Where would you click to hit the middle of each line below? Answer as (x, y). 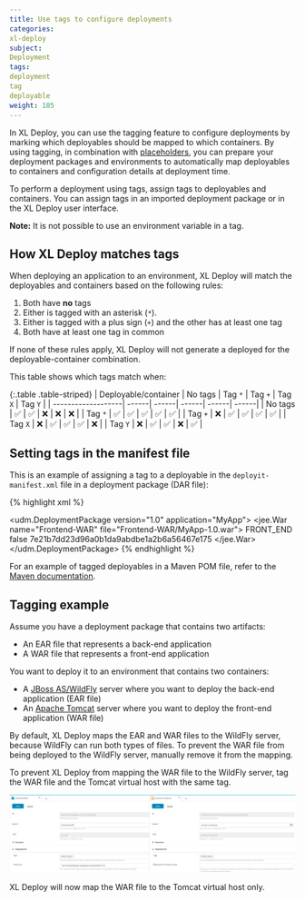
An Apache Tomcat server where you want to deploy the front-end (147, 708)
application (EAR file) (62, 698)
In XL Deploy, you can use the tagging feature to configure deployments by (150, 133)
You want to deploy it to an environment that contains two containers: (139, 671)
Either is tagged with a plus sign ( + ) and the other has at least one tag (152, 322)
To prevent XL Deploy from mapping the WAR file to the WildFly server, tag (149, 772)
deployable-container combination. (75, 360)
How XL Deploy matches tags (94, 254)
